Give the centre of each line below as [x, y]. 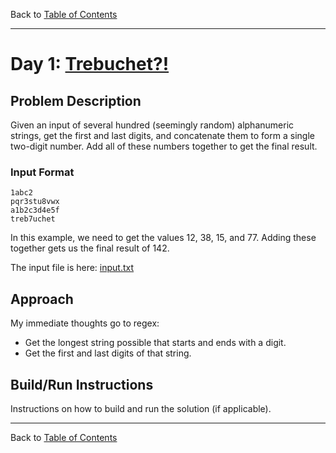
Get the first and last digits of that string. [108, 353]
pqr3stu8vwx [35, 202]
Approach [42, 299]
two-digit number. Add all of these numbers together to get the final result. [164, 146]
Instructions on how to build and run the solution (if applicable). [141, 408]
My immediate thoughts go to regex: [85, 323]
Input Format [42, 172]
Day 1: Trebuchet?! [90, 64]
